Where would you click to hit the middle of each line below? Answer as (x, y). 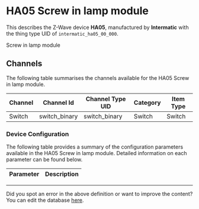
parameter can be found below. (44, 160)
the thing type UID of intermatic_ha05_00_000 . (62, 33)
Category (147, 102)
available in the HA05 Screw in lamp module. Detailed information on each (97, 153)
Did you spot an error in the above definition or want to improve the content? (99, 194)
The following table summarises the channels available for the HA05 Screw (98, 78)
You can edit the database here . (45, 200)
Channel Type (106, 99)
